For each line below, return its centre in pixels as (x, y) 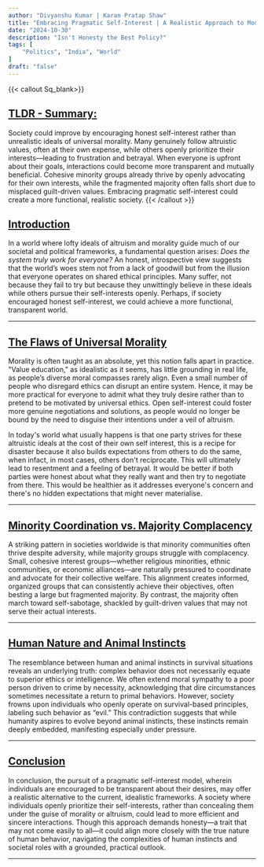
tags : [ (21, 45)
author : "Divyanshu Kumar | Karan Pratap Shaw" (88, 15)
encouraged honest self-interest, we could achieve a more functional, (121, 302)
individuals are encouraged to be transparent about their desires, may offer (130, 788)
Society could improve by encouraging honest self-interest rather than (122, 133)
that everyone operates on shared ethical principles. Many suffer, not (120, 277)
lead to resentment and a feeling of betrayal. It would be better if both (121, 468)
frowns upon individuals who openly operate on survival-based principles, (128, 704)
